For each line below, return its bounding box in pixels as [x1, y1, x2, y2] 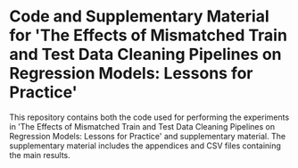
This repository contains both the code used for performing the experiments [9, 112, 290, 122]
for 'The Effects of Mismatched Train [9, 25, 288, 46]
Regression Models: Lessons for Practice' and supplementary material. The [9, 130, 286, 141]
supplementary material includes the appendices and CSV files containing [9, 140, 281, 151]
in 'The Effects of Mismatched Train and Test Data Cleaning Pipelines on [9, 121, 275, 131]
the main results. [9, 149, 71, 160]
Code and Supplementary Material [9, 6, 269, 27]
